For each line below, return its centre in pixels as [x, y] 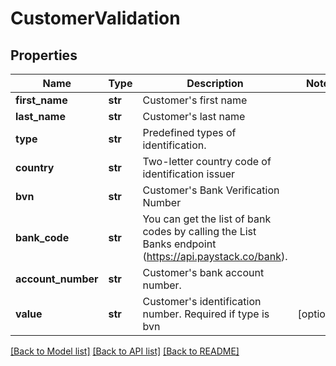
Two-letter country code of [207, 161]
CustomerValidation [95, 18]
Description [215, 83]
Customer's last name [194, 116]
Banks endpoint [179, 244]
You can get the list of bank [207, 219]
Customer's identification [202, 301]
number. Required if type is [206, 314]
